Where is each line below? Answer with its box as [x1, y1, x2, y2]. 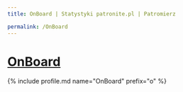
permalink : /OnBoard [7, 23, 69, 30]
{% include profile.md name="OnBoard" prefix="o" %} [7, 77, 167, 86]
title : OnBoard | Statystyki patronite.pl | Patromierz [7, 10, 176, 18]
